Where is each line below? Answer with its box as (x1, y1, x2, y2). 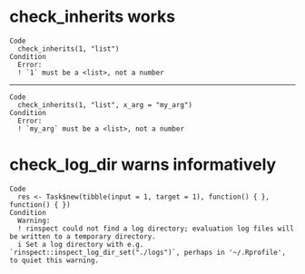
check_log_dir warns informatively (9, 154, 277, 175)
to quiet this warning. (9, 256, 100, 265)
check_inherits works (9, 6, 176, 27)
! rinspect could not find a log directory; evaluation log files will (17, 224, 295, 233)
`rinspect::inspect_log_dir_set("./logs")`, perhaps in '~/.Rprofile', (9, 248, 286, 257)
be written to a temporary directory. (9, 231, 156, 241)
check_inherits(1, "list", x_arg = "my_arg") (17, 100, 193, 110)
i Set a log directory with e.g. (17, 240, 144, 249)
